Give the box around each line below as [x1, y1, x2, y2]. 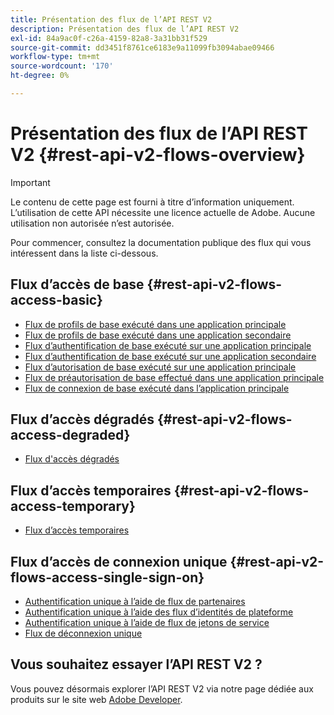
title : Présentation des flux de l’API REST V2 [10, 14, 213, 25]
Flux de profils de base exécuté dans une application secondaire [24, 329, 292, 341]
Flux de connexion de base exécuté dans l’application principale [24, 382, 290, 394]
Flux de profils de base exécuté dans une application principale [24, 318, 287, 330]
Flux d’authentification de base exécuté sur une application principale [24, 339, 312, 351]
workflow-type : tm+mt [10, 52, 101, 62]
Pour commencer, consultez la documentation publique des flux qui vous [10, 236, 312, 248]
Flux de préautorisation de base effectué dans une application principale [24, 371, 325, 383]
